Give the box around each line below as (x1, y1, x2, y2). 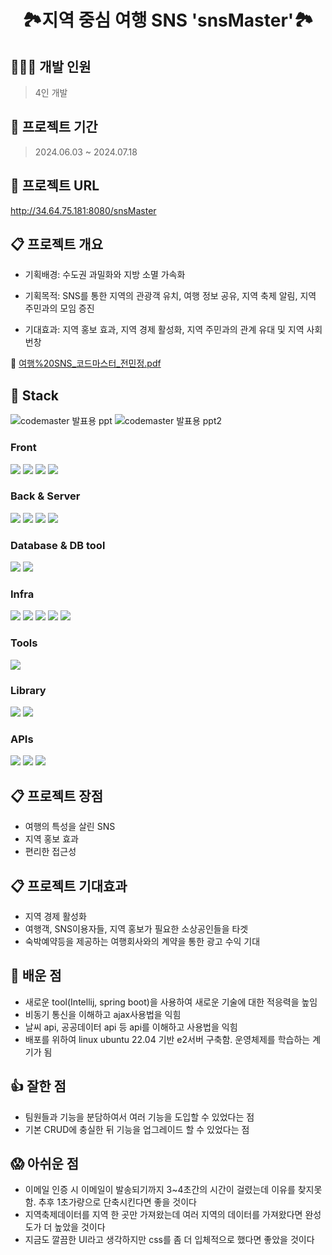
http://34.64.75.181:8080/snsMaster (10, 204, 157, 216)
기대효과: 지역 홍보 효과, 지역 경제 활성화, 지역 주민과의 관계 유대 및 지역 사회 (24, 324, 323, 336)
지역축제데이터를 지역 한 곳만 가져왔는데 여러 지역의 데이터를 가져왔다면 (24, 1209, 303, 1221)
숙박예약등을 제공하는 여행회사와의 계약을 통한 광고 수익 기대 (24, 935, 261, 947)
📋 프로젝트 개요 (10, 236, 103, 253)
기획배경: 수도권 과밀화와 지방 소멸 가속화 (24, 269, 186, 281)
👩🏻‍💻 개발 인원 (10, 58, 92, 75)
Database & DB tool (10, 538, 106, 552)
